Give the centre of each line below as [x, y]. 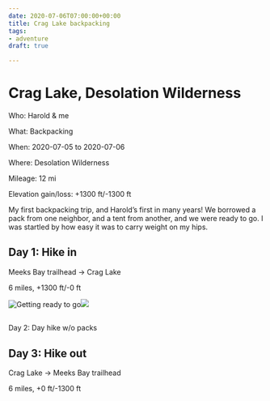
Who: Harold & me [39, 116]
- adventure [28, 38]
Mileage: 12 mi [32, 178]
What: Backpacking [41, 131]
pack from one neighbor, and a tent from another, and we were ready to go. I [136, 219]
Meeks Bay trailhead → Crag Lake [65, 271]
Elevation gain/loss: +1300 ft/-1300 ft [70, 194]
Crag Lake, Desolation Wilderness [125, 93]
